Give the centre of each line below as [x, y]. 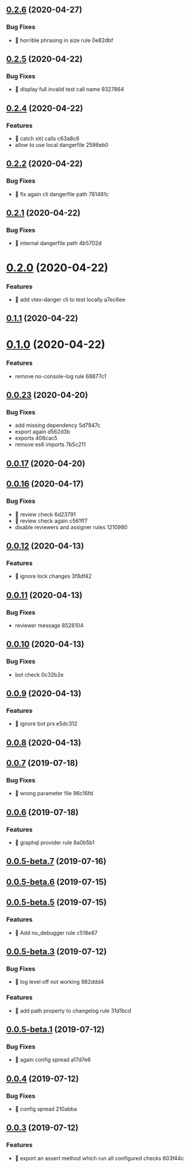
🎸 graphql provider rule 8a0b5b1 [55, 843]
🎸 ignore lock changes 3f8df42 [53, 576]
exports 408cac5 [36, 438]
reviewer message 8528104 [49, 625]
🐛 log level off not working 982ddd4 [59, 982]
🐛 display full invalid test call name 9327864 [69, 89]
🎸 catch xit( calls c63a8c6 [47, 138]
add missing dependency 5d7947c [58, 425]
